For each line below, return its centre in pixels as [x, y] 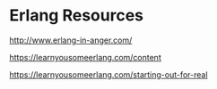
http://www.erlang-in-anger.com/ [71, 40]
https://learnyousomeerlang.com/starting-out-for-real [108, 74]
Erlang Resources [77, 16]
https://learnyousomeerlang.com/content [85, 57]
